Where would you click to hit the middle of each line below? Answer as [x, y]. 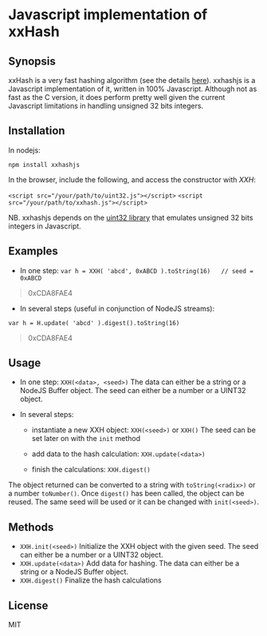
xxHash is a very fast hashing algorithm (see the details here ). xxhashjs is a [132, 80]
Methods [31, 527]
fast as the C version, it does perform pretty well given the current [117, 97]
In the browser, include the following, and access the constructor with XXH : [132, 179]
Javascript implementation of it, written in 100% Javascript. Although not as [133, 89]
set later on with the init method [86, 439]
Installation [37, 131]
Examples [33, 251]
